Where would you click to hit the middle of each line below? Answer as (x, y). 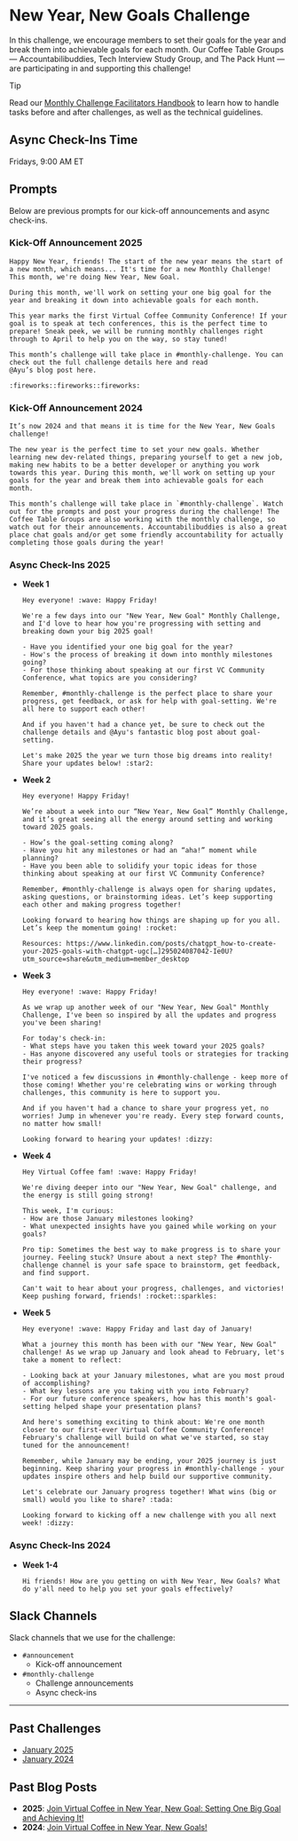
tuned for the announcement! (76, 1446)
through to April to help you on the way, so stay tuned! (118, 339)
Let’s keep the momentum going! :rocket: (99, 928)
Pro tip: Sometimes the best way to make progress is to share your (151, 1250)
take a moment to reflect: (72, 1360)
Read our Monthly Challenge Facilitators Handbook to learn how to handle (144, 102)
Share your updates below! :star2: (88, 764)
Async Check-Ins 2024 (60, 1546)
